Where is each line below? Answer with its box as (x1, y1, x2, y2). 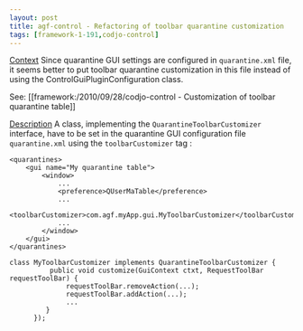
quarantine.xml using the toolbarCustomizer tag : (9, 137, 192, 149)
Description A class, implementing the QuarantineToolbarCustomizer (9, 118, 262, 129)
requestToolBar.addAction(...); (66, 290, 188, 299)
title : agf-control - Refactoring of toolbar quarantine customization (9, 22, 284, 31)
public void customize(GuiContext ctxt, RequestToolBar (49, 266, 264, 276)
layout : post (9, 13, 59, 23)
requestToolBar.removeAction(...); (66, 282, 200, 291)
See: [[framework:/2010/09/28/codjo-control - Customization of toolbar (9, 91, 276, 102)
